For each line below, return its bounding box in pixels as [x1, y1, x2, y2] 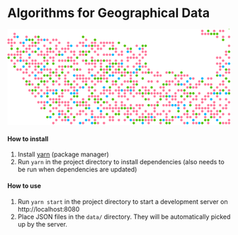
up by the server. [17, 219, 67, 228]
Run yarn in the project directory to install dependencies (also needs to [17, 158, 225, 166]
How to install [7, 134, 49, 143]
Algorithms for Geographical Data [7, 5, 210, 21]
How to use [7, 182, 41, 190]
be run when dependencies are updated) [17, 165, 137, 174]
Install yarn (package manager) [17, 150, 110, 159]
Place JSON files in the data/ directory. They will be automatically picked [17, 212, 231, 221]
